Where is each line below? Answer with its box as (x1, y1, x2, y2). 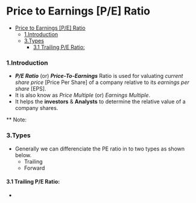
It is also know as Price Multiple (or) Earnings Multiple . (14, 92, 151, 99)
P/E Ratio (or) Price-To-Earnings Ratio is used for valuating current (14, 72, 183, 80)
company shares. (14, 105, 58, 112)
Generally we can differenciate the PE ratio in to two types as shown (14, 145, 185, 152)
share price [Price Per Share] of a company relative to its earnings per (14, 79, 190, 86)
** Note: (6, 116, 27, 123)
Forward (24, 164, 45, 172)
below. (14, 151, 32, 158)
